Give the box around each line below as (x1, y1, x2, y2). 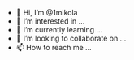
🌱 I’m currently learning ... (15, 25, 103, 34)
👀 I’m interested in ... (15, 16, 85, 26)
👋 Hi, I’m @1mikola (15, 8, 78, 17)
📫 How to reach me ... (15, 43, 92, 52)
